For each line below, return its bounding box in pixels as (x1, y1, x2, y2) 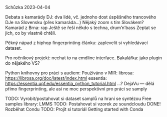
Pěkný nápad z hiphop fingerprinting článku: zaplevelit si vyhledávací (5, 40, 148, 46)
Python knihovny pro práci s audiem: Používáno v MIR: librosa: (5, 70, 134, 76)
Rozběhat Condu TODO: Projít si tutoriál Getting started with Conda (5, 106, 143, 112)
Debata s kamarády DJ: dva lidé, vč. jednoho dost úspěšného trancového (5, 14, 156, 20)
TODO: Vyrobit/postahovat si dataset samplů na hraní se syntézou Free (5, 95, 151, 101)
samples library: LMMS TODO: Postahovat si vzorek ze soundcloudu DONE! (5, 101, 161, 107)
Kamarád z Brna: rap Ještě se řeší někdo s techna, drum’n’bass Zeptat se (5, 25, 156, 31)
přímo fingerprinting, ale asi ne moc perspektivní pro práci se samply (5, 86, 147, 92)
